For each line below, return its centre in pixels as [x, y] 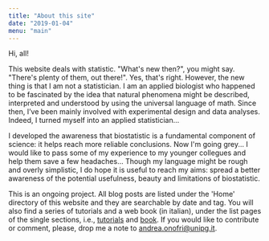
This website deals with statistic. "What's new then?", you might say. [122, 69]
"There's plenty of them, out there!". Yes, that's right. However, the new [126, 78]
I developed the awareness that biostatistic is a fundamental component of [132, 136]
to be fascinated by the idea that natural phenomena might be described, [129, 95]
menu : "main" [30, 31]
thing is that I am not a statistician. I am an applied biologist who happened [132, 86]
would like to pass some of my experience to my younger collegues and [127, 153]
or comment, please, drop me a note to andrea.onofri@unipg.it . [113, 228]
